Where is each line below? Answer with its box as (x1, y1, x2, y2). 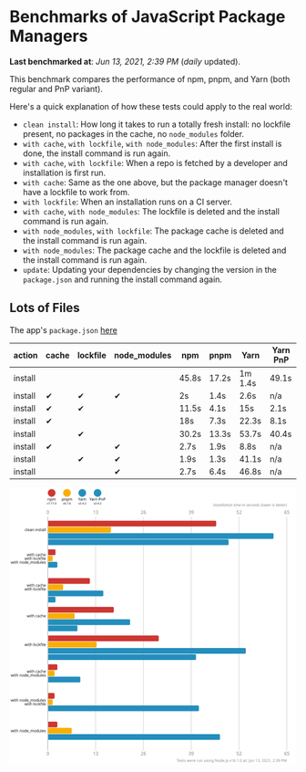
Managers (9, 26, 88, 47)
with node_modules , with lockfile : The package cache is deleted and (22, 225, 284, 236)
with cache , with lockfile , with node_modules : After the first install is (22, 138, 282, 149)
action (13, 349, 38, 360)
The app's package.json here (9, 324, 118, 335)
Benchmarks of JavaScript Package (9, 6, 286, 27)
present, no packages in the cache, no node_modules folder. (22, 128, 244, 139)
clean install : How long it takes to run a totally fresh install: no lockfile (22, 119, 291, 130)
